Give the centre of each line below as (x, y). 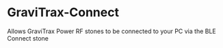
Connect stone (28, 38)
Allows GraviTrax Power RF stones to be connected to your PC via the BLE (112, 31)
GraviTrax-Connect (63, 13)
